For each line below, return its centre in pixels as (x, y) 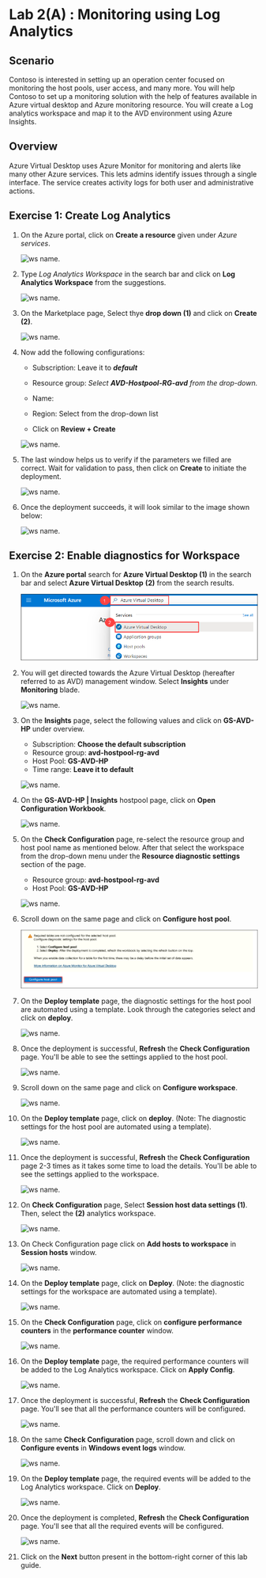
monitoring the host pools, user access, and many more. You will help (122, 88)
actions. (22, 191)
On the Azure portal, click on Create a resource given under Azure (129, 234)
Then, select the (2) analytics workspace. (88, 1214)
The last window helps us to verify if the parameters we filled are (126, 459)
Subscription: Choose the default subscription (109, 744)
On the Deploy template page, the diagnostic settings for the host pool (136, 1001)
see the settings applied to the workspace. (90, 1174)
